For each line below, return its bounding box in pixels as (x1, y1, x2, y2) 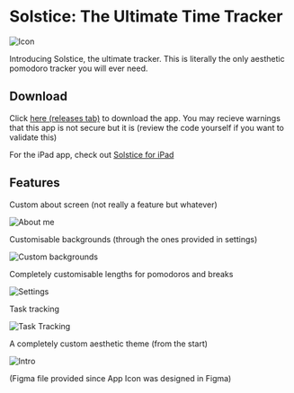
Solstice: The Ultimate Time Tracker (9, 6, 283, 27)
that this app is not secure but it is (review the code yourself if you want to (9, 122, 285, 133)
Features (9, 175, 60, 190)
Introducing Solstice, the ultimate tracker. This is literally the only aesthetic (9, 53, 285, 64)
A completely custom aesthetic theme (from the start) (9, 338, 209, 349)
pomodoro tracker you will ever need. (9, 63, 148, 74)
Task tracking (9, 303, 60, 314)
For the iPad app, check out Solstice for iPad (9, 149, 174, 160)
